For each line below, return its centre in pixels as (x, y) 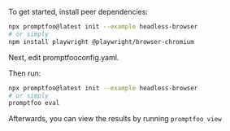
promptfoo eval (34, 103)
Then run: (25, 73)
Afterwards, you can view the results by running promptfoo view (115, 119)
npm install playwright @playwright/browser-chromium (102, 41)
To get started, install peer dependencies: (78, 12)
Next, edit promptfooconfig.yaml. (64, 57)
